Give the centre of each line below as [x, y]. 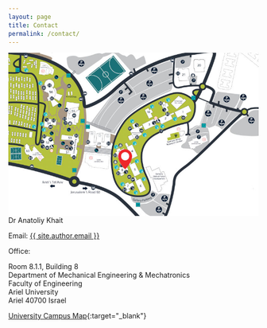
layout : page [30, 17]
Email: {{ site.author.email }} [54, 236]
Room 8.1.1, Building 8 [43, 266]
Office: [19, 251]
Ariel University [33, 291]
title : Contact [33, 25]
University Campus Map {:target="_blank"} [77, 315]
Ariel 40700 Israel [37, 300]
